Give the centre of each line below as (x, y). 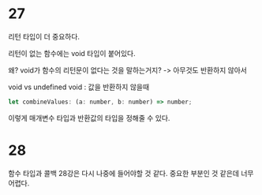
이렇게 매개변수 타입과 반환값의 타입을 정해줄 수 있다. (89, 118)
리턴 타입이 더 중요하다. (44, 36)
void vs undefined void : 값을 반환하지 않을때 (79, 87)
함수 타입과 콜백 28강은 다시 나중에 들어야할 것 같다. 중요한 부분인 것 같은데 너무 (131, 173)
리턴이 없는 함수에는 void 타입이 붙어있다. (72, 53)
